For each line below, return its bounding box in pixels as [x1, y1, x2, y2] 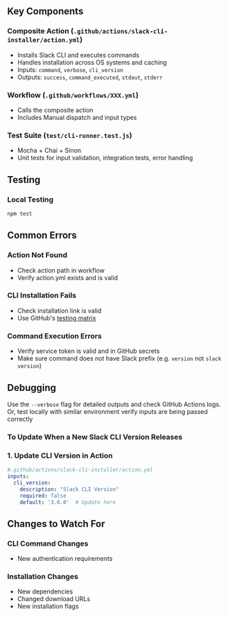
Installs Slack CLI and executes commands [17, 51, 140, 59]
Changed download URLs [17, 595, 91, 603]
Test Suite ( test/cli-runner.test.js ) [7, 130, 133, 140]
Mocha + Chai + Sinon [17, 146, 82, 155]
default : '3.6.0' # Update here [19, 498, 116, 505]
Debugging [7, 381, 57, 394]
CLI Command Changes [7, 539, 89, 548]
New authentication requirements [17, 555, 113, 563]
